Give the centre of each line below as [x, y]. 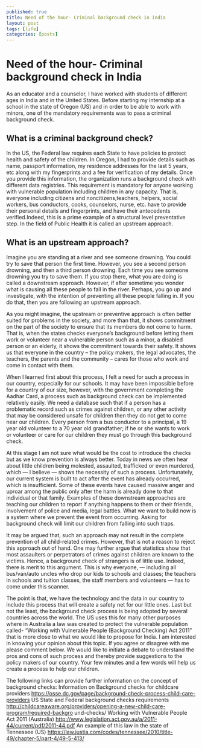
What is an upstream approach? [68, 243]
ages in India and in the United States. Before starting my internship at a [96, 100]
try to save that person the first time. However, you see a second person [96, 263]
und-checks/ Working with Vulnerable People [131, 712]
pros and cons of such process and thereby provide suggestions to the [94, 656]
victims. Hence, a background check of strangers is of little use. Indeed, [96, 561]
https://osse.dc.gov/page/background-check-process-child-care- [113, 693]
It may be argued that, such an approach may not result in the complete [95, 535]
